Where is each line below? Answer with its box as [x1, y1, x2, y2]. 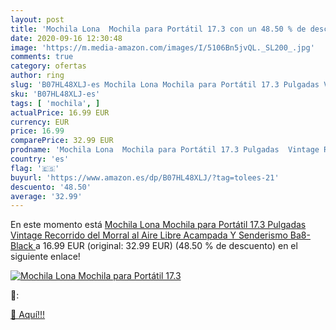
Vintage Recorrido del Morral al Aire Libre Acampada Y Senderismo [10, 229, 288, 241]
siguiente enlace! [10, 251, 81, 263]
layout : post [10, 14, 65, 25]
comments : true [10, 52, 74, 62]
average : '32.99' [10, 191, 83, 201]
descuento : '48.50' [10, 182, 92, 192]
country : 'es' [10, 154, 70, 164]
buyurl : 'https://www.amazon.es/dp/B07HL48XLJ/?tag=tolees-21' [10, 172, 280, 183]
